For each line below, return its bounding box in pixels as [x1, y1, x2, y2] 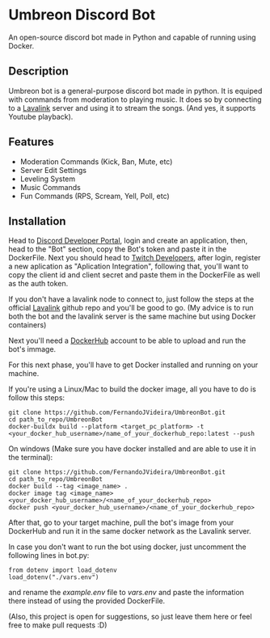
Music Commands [19, 182, 81, 192]
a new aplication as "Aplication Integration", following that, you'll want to [8, 261, 249, 272]
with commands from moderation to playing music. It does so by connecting [8, 95, 262, 104]
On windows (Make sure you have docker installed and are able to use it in [8, 444, 256, 454]
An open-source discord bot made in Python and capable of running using [8, 32, 256, 42]
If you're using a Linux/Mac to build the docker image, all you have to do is [8, 384, 256, 394]
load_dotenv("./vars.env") [8, 573, 99, 581]
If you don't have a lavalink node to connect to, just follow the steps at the [8, 294, 255, 304]
